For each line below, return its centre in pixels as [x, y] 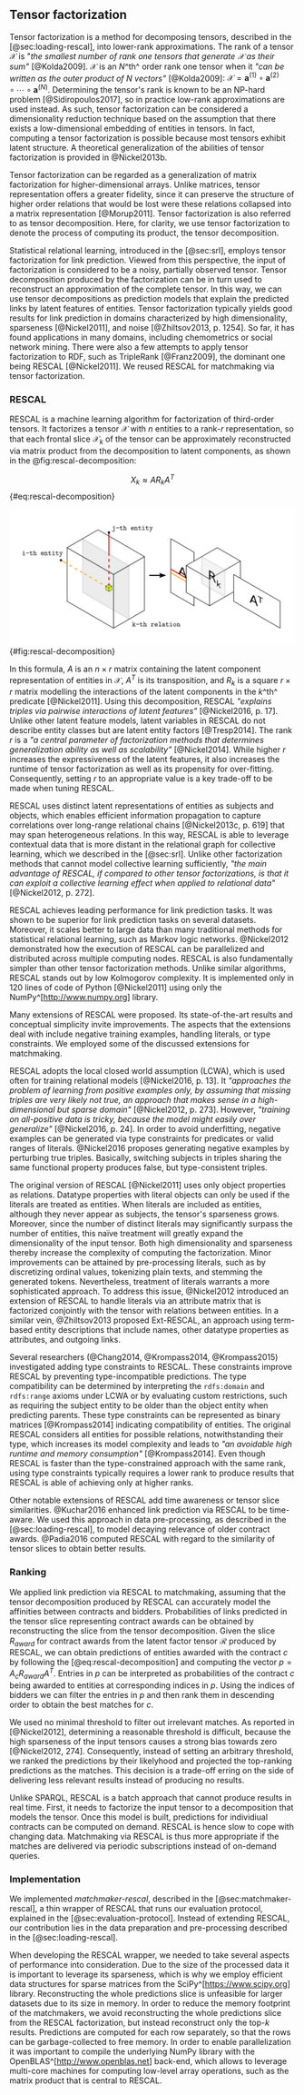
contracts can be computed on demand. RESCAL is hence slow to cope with [152, 1826]
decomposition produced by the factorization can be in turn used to [136, 280]
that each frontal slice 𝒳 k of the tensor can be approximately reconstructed [150, 440]
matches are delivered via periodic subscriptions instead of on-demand [143, 1846]
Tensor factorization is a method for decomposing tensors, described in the [151, 36]
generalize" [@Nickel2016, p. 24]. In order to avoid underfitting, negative [145, 1129]
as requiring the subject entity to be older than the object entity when [139, 1405]
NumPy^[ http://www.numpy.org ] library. [84, 998]
